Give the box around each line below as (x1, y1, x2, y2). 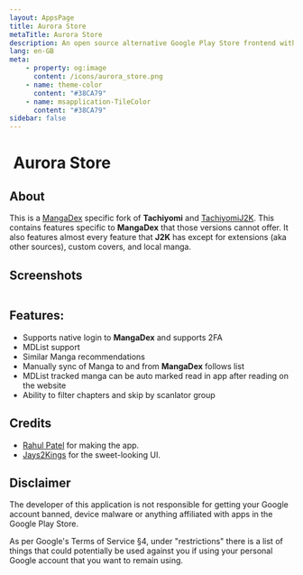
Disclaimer (9, 475, 71, 490)
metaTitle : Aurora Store (9, 30, 103, 39)
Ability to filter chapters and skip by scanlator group (22, 389, 216, 400)
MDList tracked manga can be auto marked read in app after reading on (22, 370, 289, 381)
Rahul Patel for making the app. (22, 440, 140, 450)
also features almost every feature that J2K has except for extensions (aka (9, 232, 287, 243)
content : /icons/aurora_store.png (32, 72, 164, 81)
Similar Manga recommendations (22, 351, 146, 362)
